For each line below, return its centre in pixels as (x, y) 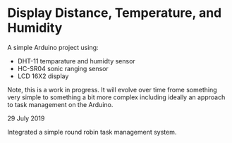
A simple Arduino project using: (53, 47)
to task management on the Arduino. (60, 104)
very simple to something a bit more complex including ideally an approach (116, 97)
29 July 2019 (26, 118)
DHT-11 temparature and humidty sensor (76, 61)
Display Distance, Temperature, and (115, 13)
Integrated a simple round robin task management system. (92, 132)
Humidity (35, 28)
